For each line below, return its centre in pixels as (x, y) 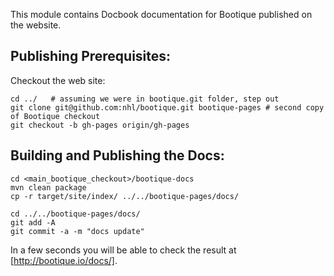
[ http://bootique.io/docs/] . (64, 260)
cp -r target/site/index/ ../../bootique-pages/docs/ (125, 196)
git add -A (33, 222)
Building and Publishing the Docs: (117, 155)
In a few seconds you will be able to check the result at (123, 250)
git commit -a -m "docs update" (77, 231)
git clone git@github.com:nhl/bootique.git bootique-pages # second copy (167, 107)
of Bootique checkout (55, 116)
